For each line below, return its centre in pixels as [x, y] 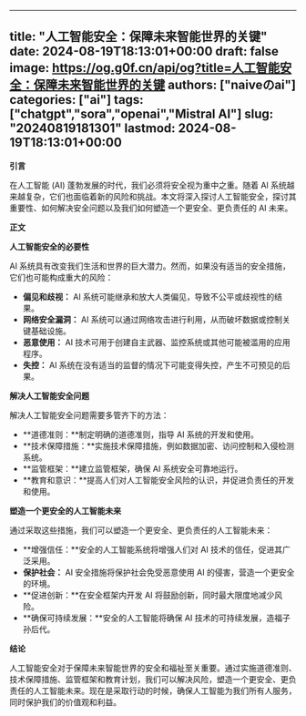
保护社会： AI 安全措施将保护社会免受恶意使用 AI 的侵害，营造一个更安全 [158, 572]
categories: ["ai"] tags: [76, 100]
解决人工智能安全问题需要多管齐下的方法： [89, 414]
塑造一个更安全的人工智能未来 [65, 510]
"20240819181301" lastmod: [92, 128]
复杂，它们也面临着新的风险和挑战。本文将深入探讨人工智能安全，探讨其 [161, 196]
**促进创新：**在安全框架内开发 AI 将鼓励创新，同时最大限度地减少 [148, 595]
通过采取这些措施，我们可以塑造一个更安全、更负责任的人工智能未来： [141, 530]
